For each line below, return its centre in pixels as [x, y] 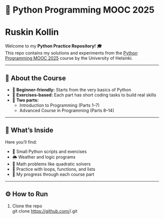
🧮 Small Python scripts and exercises [49, 151]
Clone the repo [27, 206]
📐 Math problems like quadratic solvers [51, 164]
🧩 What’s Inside [29, 130]
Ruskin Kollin [32, 32]
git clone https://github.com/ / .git [45, 211]
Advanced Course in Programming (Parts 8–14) [67, 110]
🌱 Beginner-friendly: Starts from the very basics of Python [72, 90]
